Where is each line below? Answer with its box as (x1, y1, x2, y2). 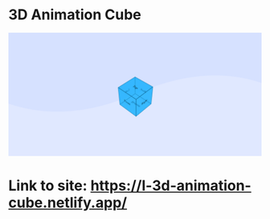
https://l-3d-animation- (90, 176, 252, 195)
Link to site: (8, 176, 88, 195)
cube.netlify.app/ (8, 194, 127, 212)
